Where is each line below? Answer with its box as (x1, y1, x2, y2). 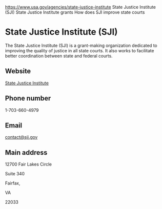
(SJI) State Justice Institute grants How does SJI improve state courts (5, 9, 145, 15)
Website (5, 67, 31, 75)
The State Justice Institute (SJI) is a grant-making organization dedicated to (5, 42, 158, 48)
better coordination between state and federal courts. (5, 53, 113, 59)
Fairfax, (5, 180, 20, 186)
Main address (5, 148, 48, 157)
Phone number (5, 94, 51, 103)
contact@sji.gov (5, 134, 38, 140)
